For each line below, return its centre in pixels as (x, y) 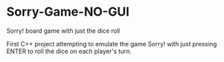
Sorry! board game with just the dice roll (63, 31)
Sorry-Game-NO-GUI (68, 12)
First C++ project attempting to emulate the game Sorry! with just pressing (112, 44)
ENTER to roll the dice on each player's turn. (69, 51)
